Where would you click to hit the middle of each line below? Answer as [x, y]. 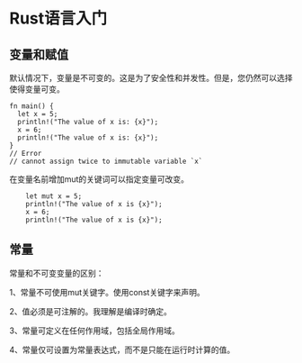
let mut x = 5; [54, 196]
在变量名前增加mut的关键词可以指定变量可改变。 [99, 179]
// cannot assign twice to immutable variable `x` [106, 161]
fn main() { [31, 106]
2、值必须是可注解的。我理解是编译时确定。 [91, 311]
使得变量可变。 [37, 89]
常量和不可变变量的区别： [57, 273]
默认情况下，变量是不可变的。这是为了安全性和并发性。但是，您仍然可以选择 [151, 78]
